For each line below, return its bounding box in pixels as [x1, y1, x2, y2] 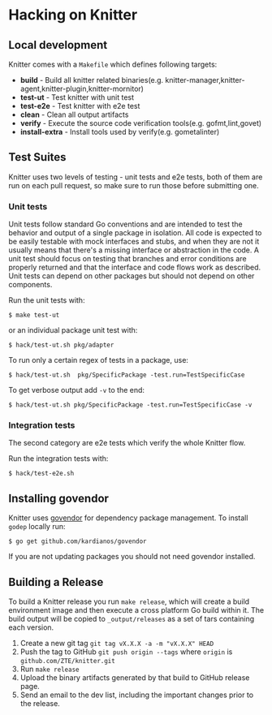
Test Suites [8, 150, 67, 164]
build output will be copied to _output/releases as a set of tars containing [8, 614, 255, 624]
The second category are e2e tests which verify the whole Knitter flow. [8, 438, 246, 448]
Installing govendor [8, 491, 110, 505]
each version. [8, 622, 54, 632]
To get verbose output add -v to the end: [8, 385, 145, 395]
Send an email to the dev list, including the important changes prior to [19, 690, 254, 700]
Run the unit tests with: [8, 295, 85, 305]
